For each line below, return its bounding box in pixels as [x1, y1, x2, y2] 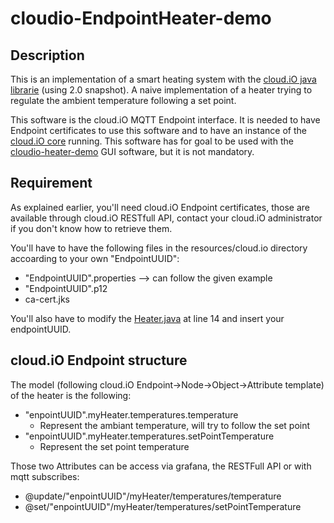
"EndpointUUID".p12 [24, 282, 108, 294]
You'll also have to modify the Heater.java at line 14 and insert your [10, 312, 285, 324]
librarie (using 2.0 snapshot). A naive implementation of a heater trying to [10, 84, 313, 96]
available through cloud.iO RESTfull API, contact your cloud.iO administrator [10, 212, 323, 224]
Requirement [10, 175, 93, 192]
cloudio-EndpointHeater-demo [10, 7, 272, 30]
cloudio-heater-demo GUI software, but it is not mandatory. [10, 146, 255, 157]
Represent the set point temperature [39, 440, 190, 452]
